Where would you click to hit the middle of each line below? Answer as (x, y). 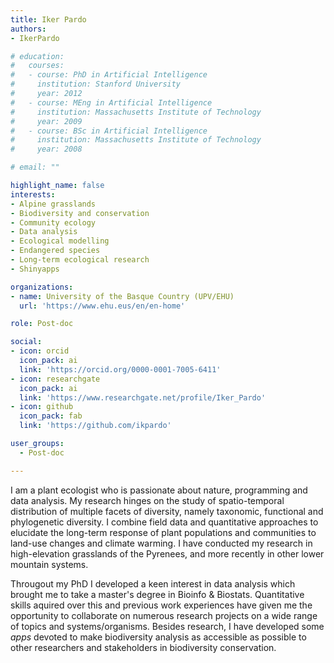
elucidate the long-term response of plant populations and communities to (163, 532)
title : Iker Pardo (48, 19)
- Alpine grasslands (53, 204)
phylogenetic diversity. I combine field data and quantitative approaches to (164, 522)
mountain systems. (49, 564)
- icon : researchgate (55, 379)
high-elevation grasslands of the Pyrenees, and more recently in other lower (167, 553)
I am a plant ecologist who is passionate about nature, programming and (159, 490)
